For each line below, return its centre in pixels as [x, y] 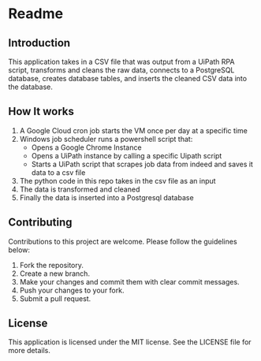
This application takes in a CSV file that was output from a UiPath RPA [121, 61]
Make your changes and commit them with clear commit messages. [129, 281]
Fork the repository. [52, 265]
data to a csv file [58, 172]
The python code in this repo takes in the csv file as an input [117, 180]
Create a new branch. [55, 274]
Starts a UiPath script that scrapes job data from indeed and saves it [142, 164]
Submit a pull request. [55, 298]
